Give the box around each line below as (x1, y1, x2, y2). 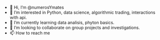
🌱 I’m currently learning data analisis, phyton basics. (9, 20, 115, 25)
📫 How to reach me (9, 30, 50, 36)
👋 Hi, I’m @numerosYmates (9, 5, 64, 10)
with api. (9, 15, 27, 20)
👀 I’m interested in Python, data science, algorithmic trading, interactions (9, 10, 156, 15)
